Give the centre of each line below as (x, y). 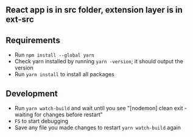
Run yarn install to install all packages (65, 74)
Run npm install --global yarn (54, 55)
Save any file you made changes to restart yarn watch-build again (97, 128)
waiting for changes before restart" (58, 114)
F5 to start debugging (41, 121)
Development (32, 93)
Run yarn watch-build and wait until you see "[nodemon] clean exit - (100, 108)
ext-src (20, 20)
